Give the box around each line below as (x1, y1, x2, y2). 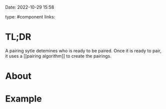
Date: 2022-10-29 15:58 (5, 4, 54, 10)
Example (5, 93, 42, 105)
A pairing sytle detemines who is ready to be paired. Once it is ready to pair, (5, 47, 161, 54)
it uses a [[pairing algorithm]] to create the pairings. (5, 53, 111, 59)
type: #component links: (5, 14, 55, 19)
